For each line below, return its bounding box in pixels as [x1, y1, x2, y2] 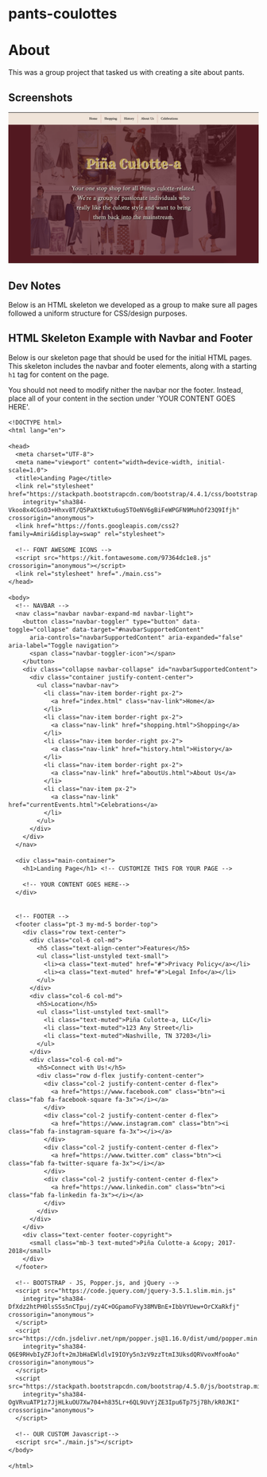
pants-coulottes [8, 5, 118, 23]
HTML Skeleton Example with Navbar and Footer [8, 331, 253, 345]
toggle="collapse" [8, 625, 69, 633]
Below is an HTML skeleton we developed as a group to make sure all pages [8, 300, 258, 309]
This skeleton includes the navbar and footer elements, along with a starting [8, 361, 257, 370]
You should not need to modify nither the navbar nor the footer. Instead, [8, 385, 244, 394]
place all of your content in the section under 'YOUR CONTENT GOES [8, 394, 236, 403]
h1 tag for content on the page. [8, 370, 110, 379]
